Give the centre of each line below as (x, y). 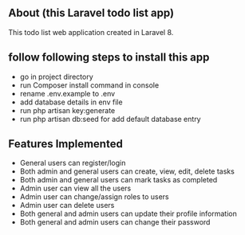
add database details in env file (71, 102)
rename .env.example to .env (67, 93)
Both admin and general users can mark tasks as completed (119, 180)
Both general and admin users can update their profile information (128, 213)
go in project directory (56, 76)
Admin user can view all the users (75, 188)
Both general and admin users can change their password (115, 222)
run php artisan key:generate (67, 110)
